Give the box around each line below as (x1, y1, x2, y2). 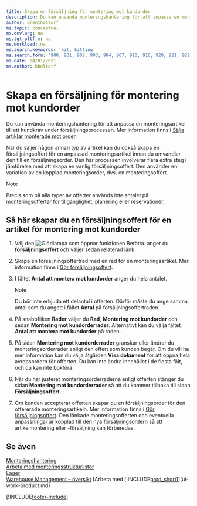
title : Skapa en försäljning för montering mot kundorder (6, 8, 151, 15)
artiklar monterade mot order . (6, 133, 77, 140)
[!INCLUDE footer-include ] (6, 493, 69, 500)
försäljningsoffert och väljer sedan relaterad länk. (14, 246, 136, 253)
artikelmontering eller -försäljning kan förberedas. (14, 424, 135, 431)
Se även (6, 441, 36, 451)
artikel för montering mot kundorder (6, 224, 141, 234)
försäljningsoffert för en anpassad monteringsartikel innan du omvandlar (6, 150, 181, 157)
